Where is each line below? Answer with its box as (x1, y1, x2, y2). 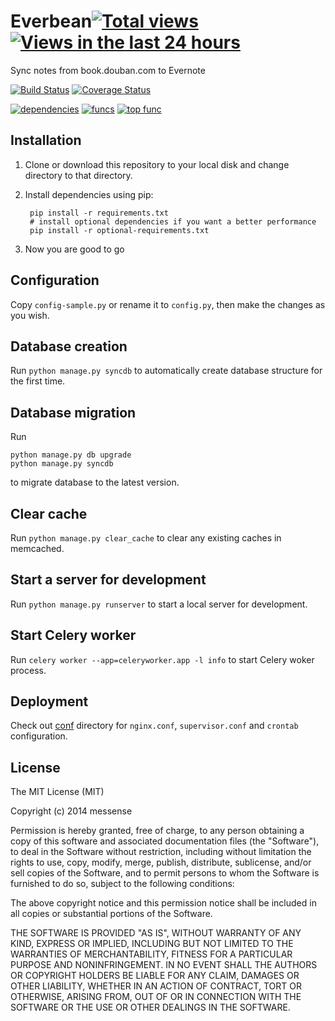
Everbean (10, 10, 93, 33)
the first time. (10, 375, 66, 387)
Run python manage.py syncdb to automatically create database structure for (10, 365, 323, 377)
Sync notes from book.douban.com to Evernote (10, 64, 206, 76)
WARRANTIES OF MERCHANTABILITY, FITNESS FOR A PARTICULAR (10, 948, 293, 960)
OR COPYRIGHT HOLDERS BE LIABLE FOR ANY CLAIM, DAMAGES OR (10, 970, 300, 982)
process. (10, 664, 47, 676)
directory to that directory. (24, 169, 133, 181)
